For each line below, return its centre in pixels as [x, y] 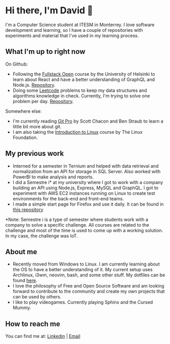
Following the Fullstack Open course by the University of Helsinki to [84, 74]
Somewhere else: [23, 111]
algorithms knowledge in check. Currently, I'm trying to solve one [81, 96]
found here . [25, 280]
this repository [28, 209]
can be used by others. [37, 297]
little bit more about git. [37, 126]
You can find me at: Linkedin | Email [43, 336]
